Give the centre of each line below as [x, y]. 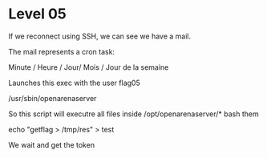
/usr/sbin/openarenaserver [53, 98]
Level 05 [37, 14]
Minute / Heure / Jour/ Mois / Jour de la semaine [89, 67]
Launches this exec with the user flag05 [74, 83]
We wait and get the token [51, 144]
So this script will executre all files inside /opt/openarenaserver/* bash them [133, 114]
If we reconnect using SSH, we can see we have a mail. [100, 36]
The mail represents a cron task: [61, 51]
